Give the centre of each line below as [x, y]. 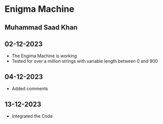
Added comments [30, 89]
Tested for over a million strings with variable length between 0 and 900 [85, 61]
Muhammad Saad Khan [41, 27]
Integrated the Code [32, 116]
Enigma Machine [40, 9]
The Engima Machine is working [44, 56]
